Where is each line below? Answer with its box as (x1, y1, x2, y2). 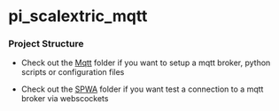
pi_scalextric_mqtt (8, 6, 148, 26)
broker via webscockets (20, 93, 109, 104)
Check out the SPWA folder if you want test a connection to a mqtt (20, 84, 264, 94)
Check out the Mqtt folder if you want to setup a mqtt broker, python (20, 57, 271, 68)
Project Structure (8, 38, 84, 50)
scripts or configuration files (20, 67, 125, 78)
